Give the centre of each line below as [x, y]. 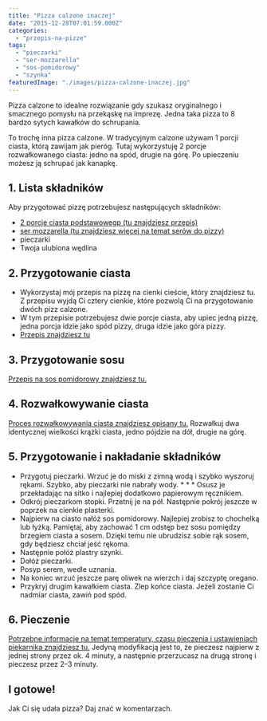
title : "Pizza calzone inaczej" [62, 16]
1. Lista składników [56, 188]
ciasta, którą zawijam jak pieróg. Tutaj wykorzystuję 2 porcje [108, 146]
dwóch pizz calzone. [54, 309]
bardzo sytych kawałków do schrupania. [75, 122]
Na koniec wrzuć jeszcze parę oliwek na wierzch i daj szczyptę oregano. [139, 577]
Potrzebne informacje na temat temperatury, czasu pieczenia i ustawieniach [133, 639]
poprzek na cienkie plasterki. [67, 510]
